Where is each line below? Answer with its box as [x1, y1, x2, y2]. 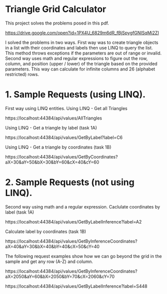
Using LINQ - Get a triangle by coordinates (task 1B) [5, 144, 112, 150]
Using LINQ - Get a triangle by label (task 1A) [5, 124, 97, 130]
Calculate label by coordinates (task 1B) [5, 228, 86, 234]
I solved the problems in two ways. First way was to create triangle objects [5, 39, 159, 45]
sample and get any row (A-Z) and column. [5, 258, 93, 264]
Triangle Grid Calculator [5, 3, 106, 15]
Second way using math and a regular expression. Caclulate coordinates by [5, 203, 161, 209]
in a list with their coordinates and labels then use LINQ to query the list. [5, 44, 153, 50]
